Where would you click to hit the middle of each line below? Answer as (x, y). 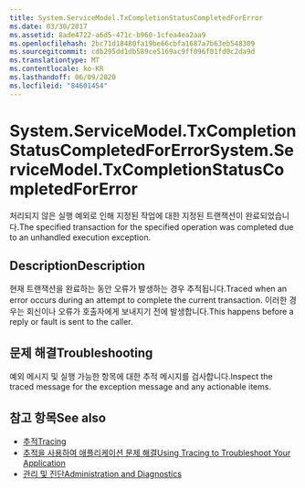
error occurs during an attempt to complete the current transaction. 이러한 (148, 300)
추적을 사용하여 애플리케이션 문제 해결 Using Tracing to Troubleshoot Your (157, 453)
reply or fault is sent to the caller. (72, 322)
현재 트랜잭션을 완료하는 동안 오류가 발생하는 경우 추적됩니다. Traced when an (148, 289)
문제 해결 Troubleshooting (81, 353)
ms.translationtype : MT (55, 60)
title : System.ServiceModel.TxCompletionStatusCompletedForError (136, 18)
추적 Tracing (44, 441)
